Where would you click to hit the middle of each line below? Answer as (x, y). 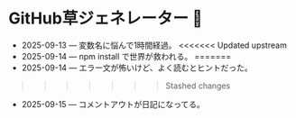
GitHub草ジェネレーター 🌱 (106, 18)
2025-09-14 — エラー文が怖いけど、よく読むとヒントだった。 (137, 68)
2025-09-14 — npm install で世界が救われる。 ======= (126, 56)
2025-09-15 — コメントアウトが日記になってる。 (113, 104)
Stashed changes (198, 86)
